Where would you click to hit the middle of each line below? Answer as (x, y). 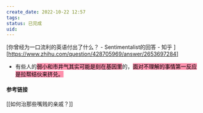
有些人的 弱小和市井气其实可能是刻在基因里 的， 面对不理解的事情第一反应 (106, 67)
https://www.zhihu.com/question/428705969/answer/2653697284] (93, 54)
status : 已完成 (24, 23)
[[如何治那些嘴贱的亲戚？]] (40, 104)
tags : (13, 18)
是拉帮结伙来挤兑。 (39, 75)
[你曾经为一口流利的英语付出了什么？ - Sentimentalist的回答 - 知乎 (89, 47)
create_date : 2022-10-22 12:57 (46, 12)
